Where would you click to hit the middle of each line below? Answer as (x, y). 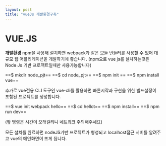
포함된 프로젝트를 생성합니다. (33, 97)
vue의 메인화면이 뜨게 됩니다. (38, 139)
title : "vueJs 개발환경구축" (32, 14)
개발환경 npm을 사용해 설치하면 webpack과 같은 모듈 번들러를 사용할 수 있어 (79, 53)
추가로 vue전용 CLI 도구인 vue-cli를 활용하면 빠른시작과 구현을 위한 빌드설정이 (81, 91)
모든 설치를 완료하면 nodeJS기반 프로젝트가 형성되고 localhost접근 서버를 (76, 132)
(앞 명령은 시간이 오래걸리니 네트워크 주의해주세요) (54, 122)
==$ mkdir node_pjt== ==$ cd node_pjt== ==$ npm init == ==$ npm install (82, 75)
